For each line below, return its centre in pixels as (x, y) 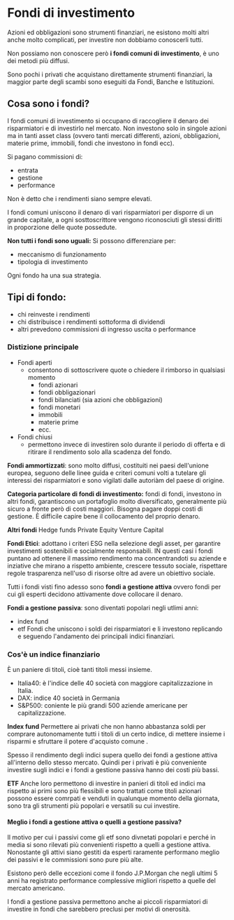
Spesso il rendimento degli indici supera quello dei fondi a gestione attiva (112, 755)
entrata (28, 170)
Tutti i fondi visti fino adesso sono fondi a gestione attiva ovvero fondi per (114, 586)
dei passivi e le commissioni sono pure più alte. (75, 860)
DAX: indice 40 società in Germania (68, 698)
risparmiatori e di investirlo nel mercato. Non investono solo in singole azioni (117, 128)
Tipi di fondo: (37, 297)
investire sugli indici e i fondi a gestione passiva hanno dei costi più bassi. (114, 770)
